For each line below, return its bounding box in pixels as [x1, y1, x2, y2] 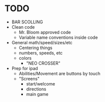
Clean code [11, 24, 35, 30]
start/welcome [26, 81, 55, 86]
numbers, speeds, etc [18, 50, 63, 56]
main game [26, 91, 49, 97]
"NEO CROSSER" [26, 60, 61, 66]
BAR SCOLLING [11, 19, 43, 25]
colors [18, 55, 32, 61]
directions [26, 86, 47, 92]
